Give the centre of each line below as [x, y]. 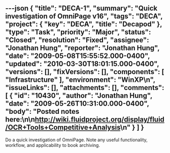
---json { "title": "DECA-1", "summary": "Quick [81, 8]
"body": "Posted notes [42, 112]
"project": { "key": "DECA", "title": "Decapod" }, [84, 24]
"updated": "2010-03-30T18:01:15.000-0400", [82, 64]
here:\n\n [20, 120]
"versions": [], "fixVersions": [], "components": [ [85, 72]
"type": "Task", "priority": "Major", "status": [78, 32]
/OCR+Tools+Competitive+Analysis [63, 127]
